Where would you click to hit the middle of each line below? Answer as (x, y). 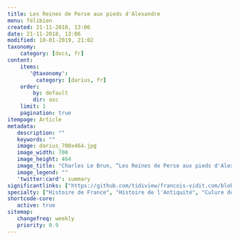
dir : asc (46, 100)
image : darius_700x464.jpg (57, 146)
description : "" (41, 133)
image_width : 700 (43, 153)
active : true (36, 206)
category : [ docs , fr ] (52, 54)
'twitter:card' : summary (54, 179)
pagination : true (46, 113)
